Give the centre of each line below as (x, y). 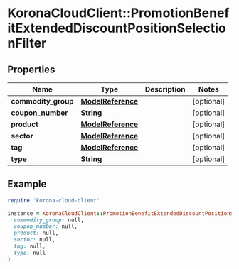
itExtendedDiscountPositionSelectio (117, 28)
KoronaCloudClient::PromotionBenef (118, 13)
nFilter (27, 43)
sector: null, (34, 240)
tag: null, (30, 246)
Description (165, 89)
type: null (30, 253)
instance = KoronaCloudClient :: (55, 213)
